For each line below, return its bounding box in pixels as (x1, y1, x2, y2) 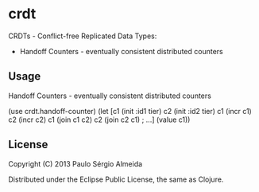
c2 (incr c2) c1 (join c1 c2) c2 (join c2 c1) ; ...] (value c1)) (8, 115, 191, 124)
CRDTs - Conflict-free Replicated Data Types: (8, 31, 157, 41)
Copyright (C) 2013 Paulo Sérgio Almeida (8, 159, 143, 168)
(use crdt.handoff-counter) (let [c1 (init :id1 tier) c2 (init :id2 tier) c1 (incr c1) (8, 106, 252, 116)
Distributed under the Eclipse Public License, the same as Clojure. (8, 174, 224, 184)
